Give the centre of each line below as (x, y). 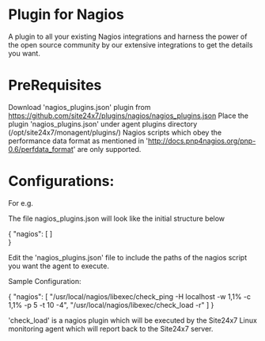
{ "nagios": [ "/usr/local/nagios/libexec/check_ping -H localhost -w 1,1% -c (130, 296)
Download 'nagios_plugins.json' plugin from (80, 107)
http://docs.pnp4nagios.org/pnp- (202, 141)
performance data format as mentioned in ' (78, 141)
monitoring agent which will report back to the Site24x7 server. (111, 328)
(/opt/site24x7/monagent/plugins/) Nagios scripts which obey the (115, 132)
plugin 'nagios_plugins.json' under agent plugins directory (103, 123)
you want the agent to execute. (59, 266)
